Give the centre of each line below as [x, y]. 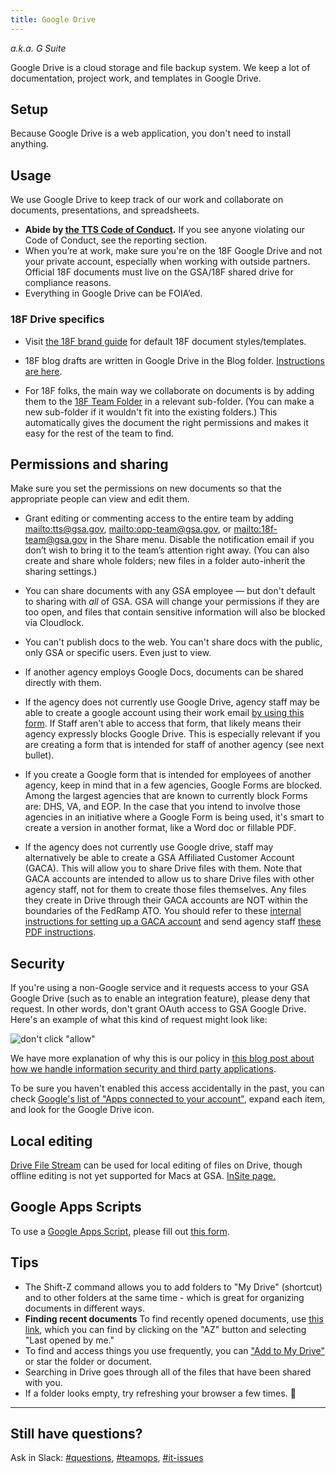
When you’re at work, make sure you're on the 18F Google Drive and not [173, 251]
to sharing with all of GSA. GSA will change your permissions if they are [172, 602]
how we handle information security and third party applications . [143, 1069]
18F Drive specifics [57, 319]
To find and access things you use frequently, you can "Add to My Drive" [174, 1350]
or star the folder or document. [88, 1361]
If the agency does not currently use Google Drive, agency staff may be [172, 702]
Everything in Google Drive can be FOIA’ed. [113, 293]
